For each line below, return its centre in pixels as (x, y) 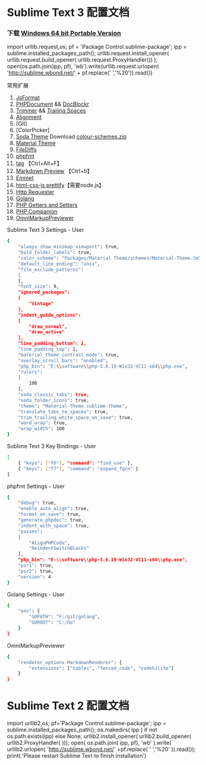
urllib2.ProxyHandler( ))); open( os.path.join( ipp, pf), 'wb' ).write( (89, 743)
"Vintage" (41, 304)
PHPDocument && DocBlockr (52, 104)
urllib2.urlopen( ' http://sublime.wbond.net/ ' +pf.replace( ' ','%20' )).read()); (101, 749)
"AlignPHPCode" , (50, 543)
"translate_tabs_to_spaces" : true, (63, 412)
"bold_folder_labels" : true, (55, 253)
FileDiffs (26, 150)
